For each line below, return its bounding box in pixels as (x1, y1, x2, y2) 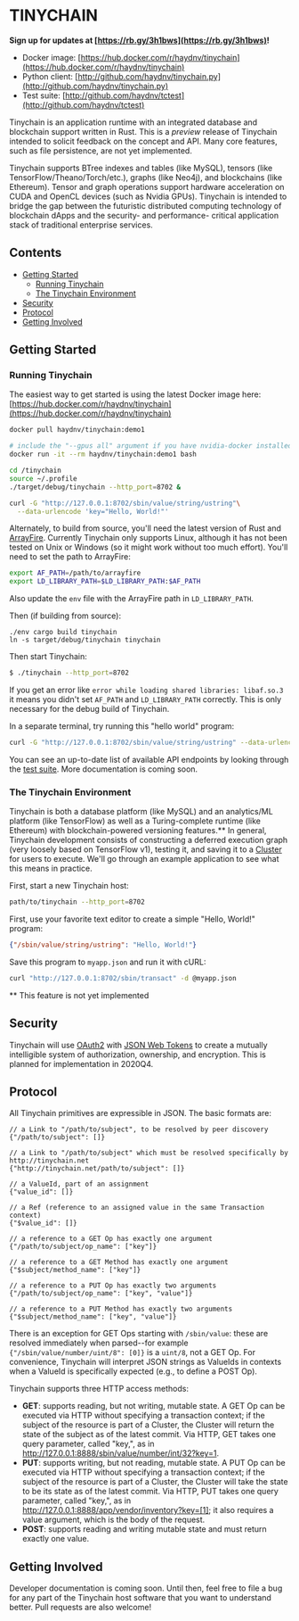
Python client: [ (21, 70, 78, 81)
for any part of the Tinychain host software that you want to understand (9, 1592, 271, 1603)
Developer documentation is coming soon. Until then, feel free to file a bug (9, 1583, 283, 1593)
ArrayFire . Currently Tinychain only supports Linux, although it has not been (9, 533, 287, 543)
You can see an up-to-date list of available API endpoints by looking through (9, 754, 289, 765)
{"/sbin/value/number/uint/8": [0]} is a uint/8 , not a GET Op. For (9, 1347, 256, 1358)
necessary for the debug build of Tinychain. (9, 704, 170, 715)
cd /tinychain (9, 466, 62, 476)
